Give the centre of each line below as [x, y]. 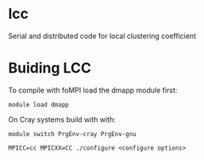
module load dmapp [38, 104]
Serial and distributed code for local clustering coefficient [102, 36]
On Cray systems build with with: [62, 119]
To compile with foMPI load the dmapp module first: [93, 90]
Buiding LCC [50, 68]
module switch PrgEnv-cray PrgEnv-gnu [72, 134]
